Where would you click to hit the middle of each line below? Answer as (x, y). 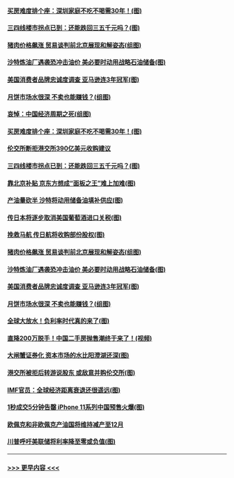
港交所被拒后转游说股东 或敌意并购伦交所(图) (71, 373)
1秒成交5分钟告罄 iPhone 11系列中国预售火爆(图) (76, 407)
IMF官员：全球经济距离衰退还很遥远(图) (64, 390)
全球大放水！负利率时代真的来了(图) (58, 321)
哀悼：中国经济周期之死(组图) (49, 114)
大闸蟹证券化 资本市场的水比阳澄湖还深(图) (68, 355)
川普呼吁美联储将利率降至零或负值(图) (62, 442)
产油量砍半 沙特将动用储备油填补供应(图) (65, 200)
